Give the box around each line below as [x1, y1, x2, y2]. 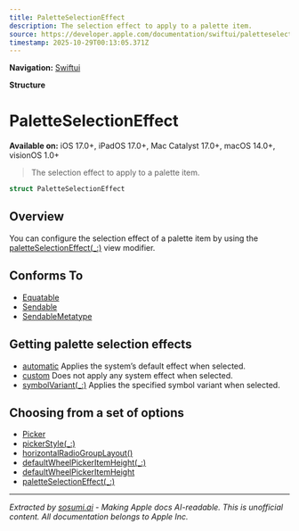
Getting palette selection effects [9, 336, 192, 353]
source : [9, 29, 38, 38]
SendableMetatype [21, 311, 93, 321]
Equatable [21, 292, 60, 303]
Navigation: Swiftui [9, 62, 81, 73]
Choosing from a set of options [9, 405, 185, 420]
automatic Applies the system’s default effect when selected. [21, 361, 246, 371]
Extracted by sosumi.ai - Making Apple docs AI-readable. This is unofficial [9, 502, 283, 513]
